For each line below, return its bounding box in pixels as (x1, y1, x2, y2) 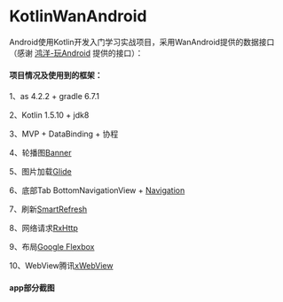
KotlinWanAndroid (9, 6, 147, 27)
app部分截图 (9, 282, 55, 293)
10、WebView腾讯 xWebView (9, 260, 114, 271)
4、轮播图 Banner (9, 148, 73, 159)
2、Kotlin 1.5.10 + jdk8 (9, 110, 90, 120)
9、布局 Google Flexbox (9, 242, 95, 252)
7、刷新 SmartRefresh (9, 204, 88, 214)
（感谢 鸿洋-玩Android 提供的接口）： (9, 47, 144, 58)
